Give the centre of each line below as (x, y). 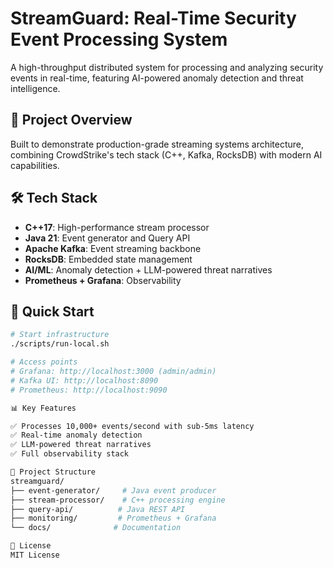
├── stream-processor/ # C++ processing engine (118, 500)
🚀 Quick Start (52, 311)
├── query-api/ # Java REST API (98, 509)
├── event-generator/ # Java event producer (113, 490)
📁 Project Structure (53, 472)
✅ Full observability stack (70, 454)
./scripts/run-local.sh (60, 344)
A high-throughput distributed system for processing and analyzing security (167, 67)
